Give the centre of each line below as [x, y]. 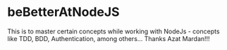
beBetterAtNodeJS [63, 12]
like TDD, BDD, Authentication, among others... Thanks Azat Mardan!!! [109, 38]
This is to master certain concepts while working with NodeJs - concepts [114, 31]
